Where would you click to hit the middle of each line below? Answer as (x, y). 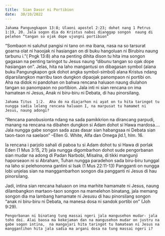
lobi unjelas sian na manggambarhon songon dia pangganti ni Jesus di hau (81, 171)
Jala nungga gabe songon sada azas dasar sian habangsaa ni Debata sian (80, 130)
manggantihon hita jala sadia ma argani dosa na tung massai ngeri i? (79, 229)
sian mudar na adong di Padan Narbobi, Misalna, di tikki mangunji (71, 155)
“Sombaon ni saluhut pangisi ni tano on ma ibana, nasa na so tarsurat (75, 45)
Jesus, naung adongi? (27, 110)
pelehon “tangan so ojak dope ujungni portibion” (57, 36)
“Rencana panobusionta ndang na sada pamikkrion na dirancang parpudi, (80, 119)
